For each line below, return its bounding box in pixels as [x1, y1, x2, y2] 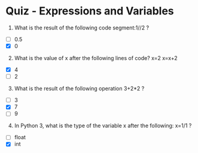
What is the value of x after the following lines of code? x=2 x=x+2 [14, 55, 178, 62]
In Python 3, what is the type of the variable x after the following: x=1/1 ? [14, 122, 192, 130]
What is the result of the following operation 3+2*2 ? [14, 85, 145, 92]
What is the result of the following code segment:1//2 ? [14, 24, 150, 31]
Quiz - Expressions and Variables [5, 4, 174, 18]
